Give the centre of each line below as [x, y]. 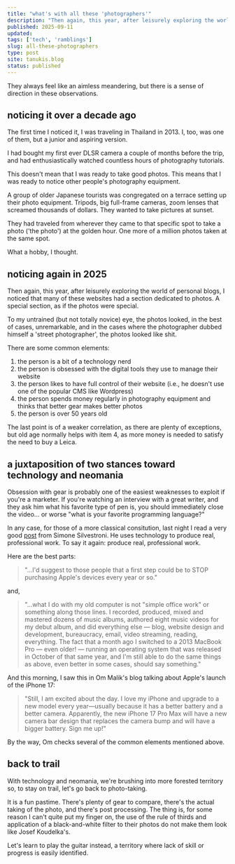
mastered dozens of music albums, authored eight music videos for [121, 619]
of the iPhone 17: [31, 685]
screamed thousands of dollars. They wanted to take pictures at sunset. [111, 210]
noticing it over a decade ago [72, 115]
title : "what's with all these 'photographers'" [79, 14]
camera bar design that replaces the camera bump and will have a [120, 721]
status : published [34, 66]
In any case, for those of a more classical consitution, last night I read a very [117, 528]
